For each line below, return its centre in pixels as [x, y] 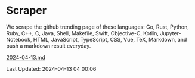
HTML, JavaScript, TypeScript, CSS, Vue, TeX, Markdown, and [110, 39]
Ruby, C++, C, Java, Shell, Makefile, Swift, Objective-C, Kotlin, [83, 33]
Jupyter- [171, 33]
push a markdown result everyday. [49, 46]
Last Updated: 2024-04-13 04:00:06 [51, 68]
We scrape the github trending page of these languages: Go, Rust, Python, [98, 27]
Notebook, [19, 39]
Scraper [26, 10]
